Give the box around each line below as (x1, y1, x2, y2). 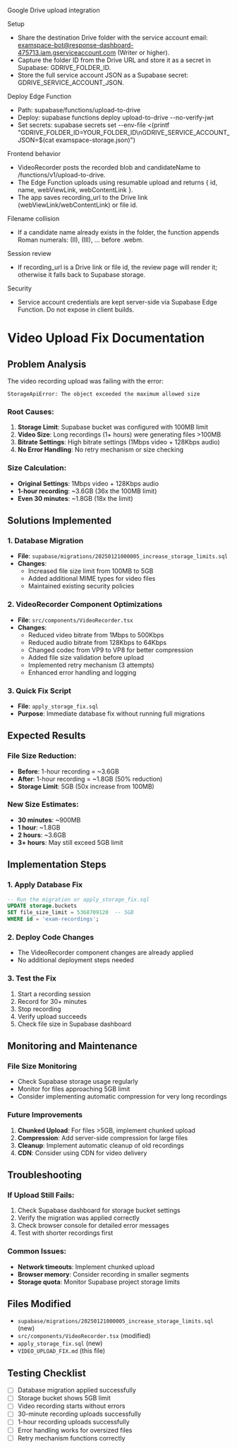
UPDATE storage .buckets (7, 902, 78, 910)
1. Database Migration (7, 536, 84, 545)
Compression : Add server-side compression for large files (17, 1133, 188, 1142)
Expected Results (7, 730, 86, 742)
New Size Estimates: (7, 800, 79, 810)
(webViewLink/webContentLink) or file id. (17, 201, 138, 209)
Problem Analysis (7, 358, 87, 370)
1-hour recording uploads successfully (17, 1418, 130, 1426)
